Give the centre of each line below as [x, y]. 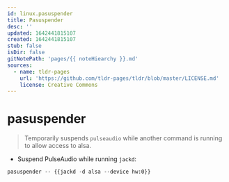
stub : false [24, 46]
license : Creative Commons [59, 85]
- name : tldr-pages [42, 72]
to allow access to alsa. [58, 146]
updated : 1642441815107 [42, 33]
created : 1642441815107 [42, 40]
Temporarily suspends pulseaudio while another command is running [123, 138]
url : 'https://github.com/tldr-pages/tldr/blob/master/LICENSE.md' [119, 78]
